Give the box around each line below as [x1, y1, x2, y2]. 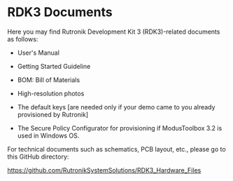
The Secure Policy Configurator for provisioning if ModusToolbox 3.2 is [17, 123, 223, 132]
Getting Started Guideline [17, 62, 91, 70]
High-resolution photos [17, 89, 85, 98]
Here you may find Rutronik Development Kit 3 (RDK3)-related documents [7, 27, 220, 36]
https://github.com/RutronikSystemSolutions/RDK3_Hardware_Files [7, 166, 202, 174]
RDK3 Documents [7, 4, 113, 20]
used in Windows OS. [17, 131, 80, 140]
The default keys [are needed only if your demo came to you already [17, 102, 216, 111]
